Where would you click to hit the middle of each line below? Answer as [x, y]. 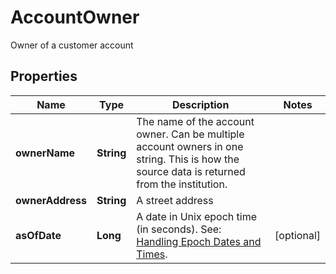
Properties [44, 76]
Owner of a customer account [72, 45]
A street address [175, 200]
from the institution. [182, 184]
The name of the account [195, 121]
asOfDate [38, 235]
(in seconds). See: [179, 229]
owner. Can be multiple [190, 134]
